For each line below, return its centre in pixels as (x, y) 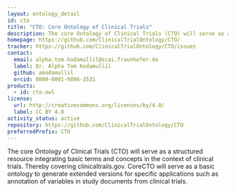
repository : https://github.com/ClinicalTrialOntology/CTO (96, 125)
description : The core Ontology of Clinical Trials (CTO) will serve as (116, 33)
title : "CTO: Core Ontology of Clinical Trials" (80, 27)
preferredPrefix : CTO (39, 132)
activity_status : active (44, 118)
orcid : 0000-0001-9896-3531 (55, 79)
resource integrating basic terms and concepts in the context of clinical (111, 159)
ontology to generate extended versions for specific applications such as (113, 174)
